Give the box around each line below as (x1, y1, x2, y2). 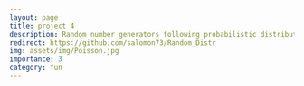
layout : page (9, 13, 59, 22)
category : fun (9, 64, 63, 73)
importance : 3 (9, 55, 63, 64)
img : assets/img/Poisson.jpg (9, 47, 119, 56)
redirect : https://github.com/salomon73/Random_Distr (9, 38, 217, 47)
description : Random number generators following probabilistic (9, 30, 257, 39)
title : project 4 (9, 21, 75, 30)
